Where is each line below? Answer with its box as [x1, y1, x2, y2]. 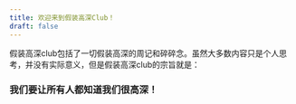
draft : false [9, 22, 59, 31]
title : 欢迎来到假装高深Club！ [9, 13, 115, 23]
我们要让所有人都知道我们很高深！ [9, 83, 158, 96]
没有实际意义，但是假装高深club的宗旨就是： [33, 59, 201, 70]
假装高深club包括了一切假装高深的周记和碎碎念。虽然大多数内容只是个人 [9, 47, 280, 59]
